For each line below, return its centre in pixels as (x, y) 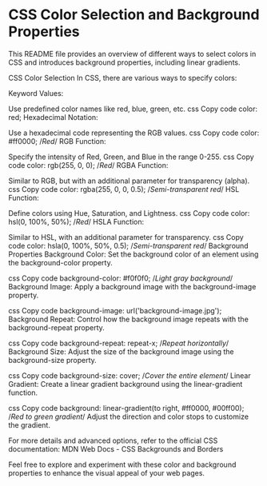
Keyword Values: (36, 93)
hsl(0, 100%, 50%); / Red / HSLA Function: (76, 221)
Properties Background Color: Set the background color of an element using (133, 254)
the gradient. (29, 424)
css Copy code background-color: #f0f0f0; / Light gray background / (121, 278)
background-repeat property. (57, 327)
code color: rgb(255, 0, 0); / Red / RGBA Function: (88, 165)
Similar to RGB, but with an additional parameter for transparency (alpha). (129, 181)
